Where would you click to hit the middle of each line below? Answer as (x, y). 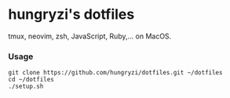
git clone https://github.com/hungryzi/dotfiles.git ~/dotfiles (115, 73)
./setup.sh (26, 87)
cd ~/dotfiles (31, 80)
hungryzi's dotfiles (71, 15)
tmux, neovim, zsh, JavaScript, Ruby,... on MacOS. (90, 36)
